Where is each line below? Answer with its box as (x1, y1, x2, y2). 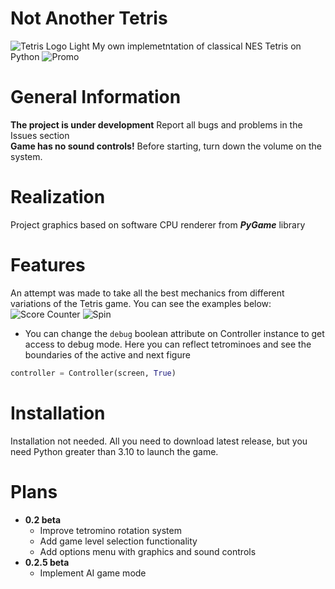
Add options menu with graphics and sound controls (39, 545, 257, 557)
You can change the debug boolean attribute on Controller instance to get (24, 327, 325, 339)
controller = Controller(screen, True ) (10, 368, 177, 378)
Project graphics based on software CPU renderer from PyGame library (10, 218, 306, 231)
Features (10, 254, 86, 276)
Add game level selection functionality (39, 535, 198, 547)
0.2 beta (24, 513, 62, 526)
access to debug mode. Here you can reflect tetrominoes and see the (24, 338, 312, 350)
